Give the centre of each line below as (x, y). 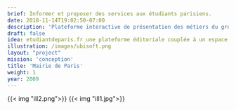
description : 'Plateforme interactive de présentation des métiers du (113, 27)
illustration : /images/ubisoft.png (59, 46)
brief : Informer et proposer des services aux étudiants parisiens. (110, 14)
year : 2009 (23, 79)
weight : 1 (22, 72)
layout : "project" (34, 53)
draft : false (26, 33)
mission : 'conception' (40, 60)
